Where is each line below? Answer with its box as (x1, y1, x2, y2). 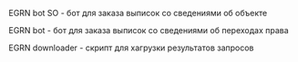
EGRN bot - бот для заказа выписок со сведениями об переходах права (8, 25, 289, 35)
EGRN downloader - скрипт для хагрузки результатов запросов (8, 42, 254, 53)
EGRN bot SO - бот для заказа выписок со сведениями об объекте (8, 8, 268, 18)
